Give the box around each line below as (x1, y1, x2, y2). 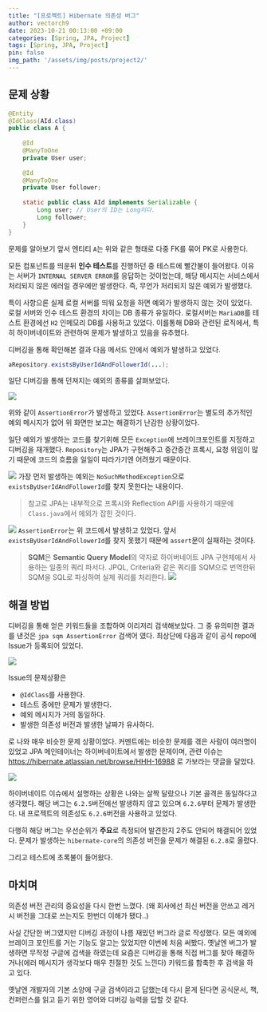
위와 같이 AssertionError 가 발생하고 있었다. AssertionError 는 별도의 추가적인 (8, 408, 253, 418)
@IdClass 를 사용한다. (19, 690, 85, 700)
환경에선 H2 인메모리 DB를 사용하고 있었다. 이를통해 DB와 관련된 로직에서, (22, 317, 251, 327)
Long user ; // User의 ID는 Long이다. (37, 206, 155, 214)
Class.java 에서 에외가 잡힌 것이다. (27, 509, 137, 518)
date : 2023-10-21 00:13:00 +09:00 (8, 26, 124, 34)
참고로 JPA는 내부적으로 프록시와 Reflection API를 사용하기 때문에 (27, 498, 234, 508)
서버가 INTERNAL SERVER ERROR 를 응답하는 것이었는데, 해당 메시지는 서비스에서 (16, 271, 260, 280)
